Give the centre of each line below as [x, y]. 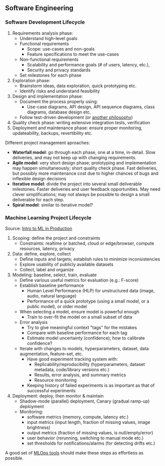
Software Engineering [39, 8]
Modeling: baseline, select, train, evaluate [54, 275]
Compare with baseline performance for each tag [77, 333]
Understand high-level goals [49, 38]
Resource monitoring [56, 380]
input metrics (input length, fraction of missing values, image [89, 422]
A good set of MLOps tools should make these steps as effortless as [74, 453]
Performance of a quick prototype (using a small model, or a [88, 301]
